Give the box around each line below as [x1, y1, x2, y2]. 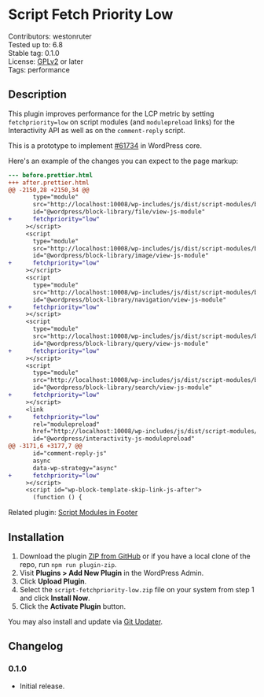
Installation [8, 530, 64, 544]
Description [8, 88, 67, 102]
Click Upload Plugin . [19, 577, 87, 586]
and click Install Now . [19, 593, 90, 602]
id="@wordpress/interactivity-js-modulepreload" [32, 435, 195, 443]
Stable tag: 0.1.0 [8, 48, 60, 57]
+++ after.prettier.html [8, 179, 90, 187]
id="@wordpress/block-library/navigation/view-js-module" [32, 295, 226, 304]
